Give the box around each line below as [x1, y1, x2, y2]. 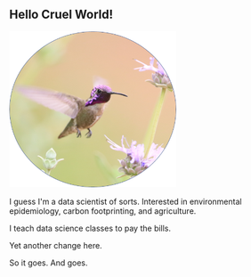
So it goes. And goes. [9, 257, 88, 268]
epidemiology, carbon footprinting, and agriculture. [9, 206, 197, 216]
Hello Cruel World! [9, 7, 114, 22]
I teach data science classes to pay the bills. [9, 223, 172, 234]
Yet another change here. [9, 240, 102, 251]
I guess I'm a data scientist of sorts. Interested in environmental [9, 196, 242, 208]
